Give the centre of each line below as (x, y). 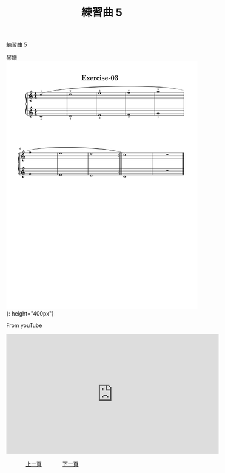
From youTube (24, 325)
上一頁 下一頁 (52, 464)
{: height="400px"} (30, 314)
